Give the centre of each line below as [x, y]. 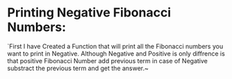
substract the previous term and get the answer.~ [78, 68]
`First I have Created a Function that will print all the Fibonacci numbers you [115, 46]
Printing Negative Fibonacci [89, 13]
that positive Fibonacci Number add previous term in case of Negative [108, 60]
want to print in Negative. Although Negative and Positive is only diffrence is [116, 54]
